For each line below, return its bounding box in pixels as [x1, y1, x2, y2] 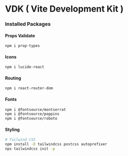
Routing [5, 75, 21, 81]
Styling [5, 126, 20, 132]
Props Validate [5, 32, 35, 38]
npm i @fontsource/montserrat [5, 107, 66, 112]
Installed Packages [5, 21, 51, 28]
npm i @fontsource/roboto [5, 116, 57, 121]
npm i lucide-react [5, 64, 45, 70]
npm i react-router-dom [5, 86, 53, 91]
